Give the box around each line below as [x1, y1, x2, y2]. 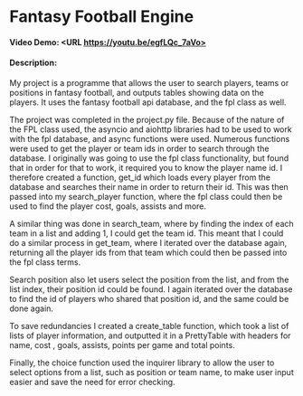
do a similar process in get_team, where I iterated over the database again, [9, 237, 288, 248]
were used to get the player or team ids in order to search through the [9, 143, 270, 154]
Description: [9, 57, 57, 69]
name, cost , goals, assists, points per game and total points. [9, 339, 235, 350]
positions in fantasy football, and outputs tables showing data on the [9, 87, 265, 98]
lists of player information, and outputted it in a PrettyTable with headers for [9, 330, 291, 341]
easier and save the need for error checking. [9, 376, 175, 387]
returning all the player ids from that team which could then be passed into [9, 247, 288, 258]
